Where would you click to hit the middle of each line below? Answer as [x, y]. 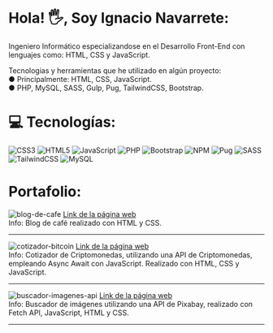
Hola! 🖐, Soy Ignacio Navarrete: [119, 18]
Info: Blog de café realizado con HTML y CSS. [85, 223]
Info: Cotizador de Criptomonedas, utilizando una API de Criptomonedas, [131, 254]
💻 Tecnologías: [62, 122]
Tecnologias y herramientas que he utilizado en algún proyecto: [115, 70]
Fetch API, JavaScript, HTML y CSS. [69, 313]
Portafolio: [45, 192]
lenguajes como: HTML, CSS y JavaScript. [79, 54]
